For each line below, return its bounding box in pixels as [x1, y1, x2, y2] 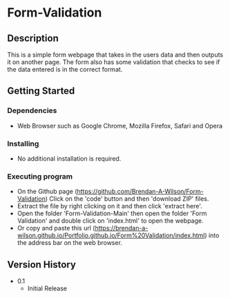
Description [7, 32, 59, 44]
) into [204, 231, 220, 239]
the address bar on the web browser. [17, 239, 123, 247]
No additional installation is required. [17, 154, 122, 163]
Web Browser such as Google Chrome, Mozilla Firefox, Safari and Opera [17, 121, 223, 130]
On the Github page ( [17, 188, 77, 196]
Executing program [7, 171, 73, 181]
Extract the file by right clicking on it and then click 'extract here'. [17, 202, 202, 210]
